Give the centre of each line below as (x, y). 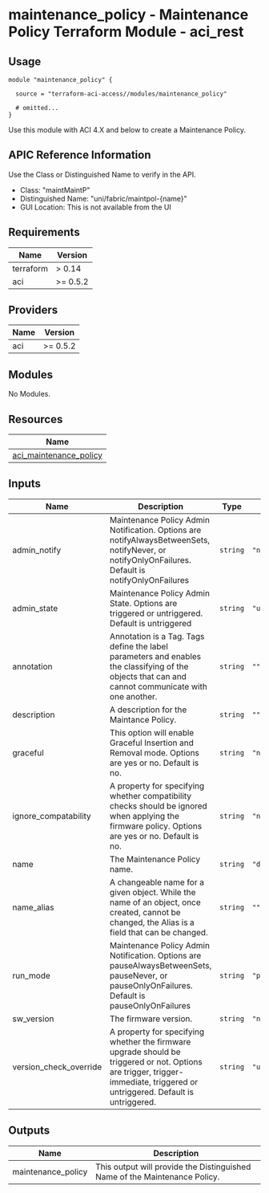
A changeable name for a (157, 882)
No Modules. (29, 394)
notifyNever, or (138, 550)
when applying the (145, 816)
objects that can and (148, 676)
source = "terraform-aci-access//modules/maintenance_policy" (121, 94)
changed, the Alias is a (152, 922)
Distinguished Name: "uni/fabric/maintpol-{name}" (104, 198)
